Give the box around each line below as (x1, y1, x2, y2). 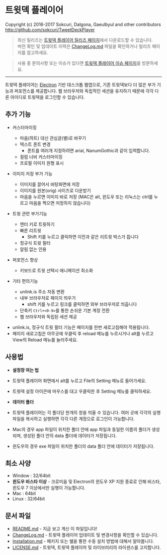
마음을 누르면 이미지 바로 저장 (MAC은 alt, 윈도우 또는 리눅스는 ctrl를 (19, 193, 153, 200)
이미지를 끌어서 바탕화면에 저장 (19, 181, 80, 187)
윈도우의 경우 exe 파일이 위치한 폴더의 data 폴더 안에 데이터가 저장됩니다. (12, 443, 155, 449)
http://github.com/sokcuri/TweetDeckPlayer (5, 26, 95, 32)
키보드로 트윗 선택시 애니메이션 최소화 (19, 267, 93, 273)
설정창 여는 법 (12, 367, 39, 373)
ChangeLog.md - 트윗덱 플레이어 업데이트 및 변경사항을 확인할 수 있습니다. (12, 532, 159, 538)
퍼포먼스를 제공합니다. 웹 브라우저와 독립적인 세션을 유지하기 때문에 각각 (14, 88, 154, 94)
